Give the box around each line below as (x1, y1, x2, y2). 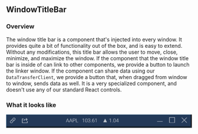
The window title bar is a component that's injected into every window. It (6, 35, 183, 43)
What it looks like (6, 100, 57, 109)
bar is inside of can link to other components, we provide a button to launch (6, 61, 190, 68)
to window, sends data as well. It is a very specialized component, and (6, 80, 177, 87)
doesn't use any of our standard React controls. (6, 86, 122, 93)
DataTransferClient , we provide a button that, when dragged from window (6, 73, 187, 80)
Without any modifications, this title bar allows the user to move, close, (6, 48, 178, 55)
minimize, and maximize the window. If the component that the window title (6, 54, 189, 61)
